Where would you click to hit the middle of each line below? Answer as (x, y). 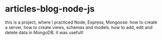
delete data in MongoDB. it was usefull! (44, 32)
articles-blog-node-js (50, 9)
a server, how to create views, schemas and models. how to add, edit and (79, 27)
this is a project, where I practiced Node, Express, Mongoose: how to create (81, 22)
